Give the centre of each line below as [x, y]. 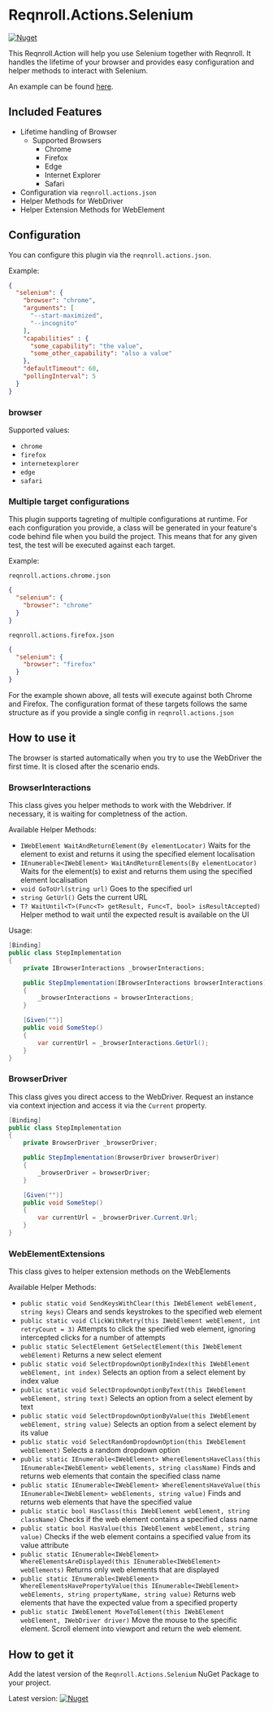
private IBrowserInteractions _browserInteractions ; [114, 968]
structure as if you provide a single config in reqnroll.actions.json [121, 713]
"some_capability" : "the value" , [87, 346]
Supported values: [39, 430]
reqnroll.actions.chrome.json [60, 576]
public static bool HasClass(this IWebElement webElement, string [135, 1511]
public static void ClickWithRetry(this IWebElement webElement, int [141, 1321]
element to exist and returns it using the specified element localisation [137, 854]
